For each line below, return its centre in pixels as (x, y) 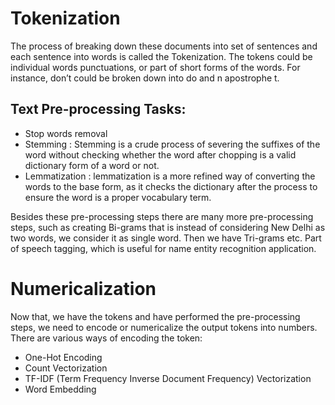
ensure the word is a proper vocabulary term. (118, 197)
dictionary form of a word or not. (92, 165)
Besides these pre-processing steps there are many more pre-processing (162, 216)
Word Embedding (60, 389)
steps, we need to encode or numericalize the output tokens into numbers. (164, 327)
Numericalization (83, 288)
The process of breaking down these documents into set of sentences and (164, 46)
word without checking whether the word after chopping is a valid (160, 154)
